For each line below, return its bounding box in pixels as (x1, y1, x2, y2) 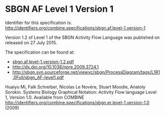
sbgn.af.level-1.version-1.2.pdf (12, 58, 74, 64)
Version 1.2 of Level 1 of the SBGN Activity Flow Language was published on (5, 34, 160, 40)
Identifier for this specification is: (5, 20, 72, 26)
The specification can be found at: (5, 49, 75, 55)
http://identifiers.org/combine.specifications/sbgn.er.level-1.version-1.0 (5, 99, 150, 105)
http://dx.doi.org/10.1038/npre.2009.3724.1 (12, 64, 99, 70)
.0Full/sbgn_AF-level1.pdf (12, 74, 64, 80)
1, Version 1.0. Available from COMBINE (5, 94, 85, 100)
